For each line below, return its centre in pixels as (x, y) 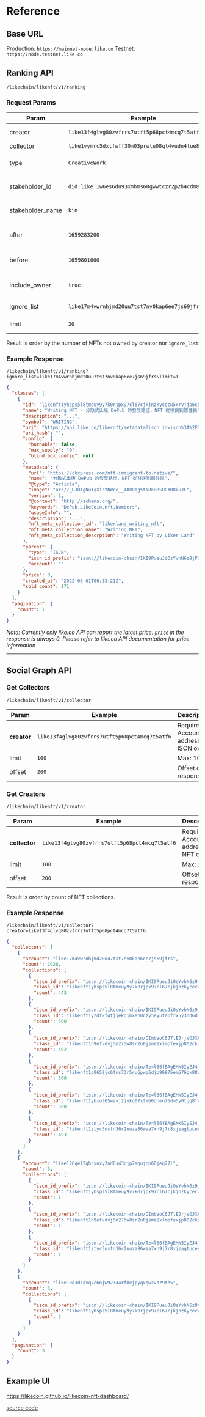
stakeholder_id (31, 186)
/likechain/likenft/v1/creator (46, 807)
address (189, 740)
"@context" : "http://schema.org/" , (74, 501)
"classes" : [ (28, 393)
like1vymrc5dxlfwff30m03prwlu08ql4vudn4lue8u (135, 146)
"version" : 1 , (46, 496)
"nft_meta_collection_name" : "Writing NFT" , (86, 530)
